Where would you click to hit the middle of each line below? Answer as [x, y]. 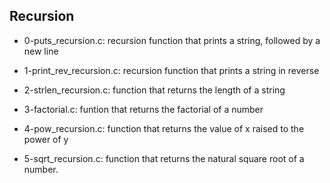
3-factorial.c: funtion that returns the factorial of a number [143, 109]
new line [41, 51]
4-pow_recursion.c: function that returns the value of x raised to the [164, 128]
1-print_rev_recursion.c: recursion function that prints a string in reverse [171, 70]
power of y [46, 139]
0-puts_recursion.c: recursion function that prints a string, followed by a [172, 40]
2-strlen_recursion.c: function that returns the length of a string [154, 90]
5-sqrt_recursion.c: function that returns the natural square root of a [164, 158]
